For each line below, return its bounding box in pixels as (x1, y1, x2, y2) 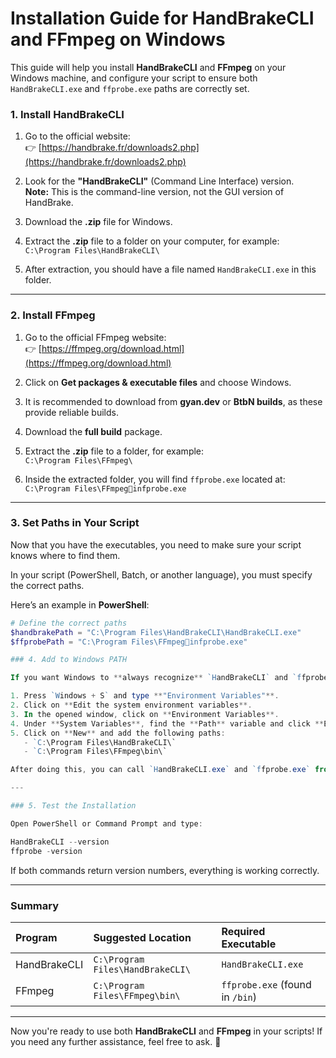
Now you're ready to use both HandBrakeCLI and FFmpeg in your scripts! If (10, 1025, 323, 1037)
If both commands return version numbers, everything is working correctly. (10, 864, 320, 876)
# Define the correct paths (10, 618, 128, 628)
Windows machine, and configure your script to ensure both (10, 72, 258, 84)
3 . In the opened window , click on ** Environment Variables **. (10, 709, 280, 719)
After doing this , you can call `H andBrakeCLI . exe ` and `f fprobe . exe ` (10, 765, 311, 775)
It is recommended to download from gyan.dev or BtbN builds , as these (24, 395, 323, 407)
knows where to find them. (10, 549, 121, 561)
